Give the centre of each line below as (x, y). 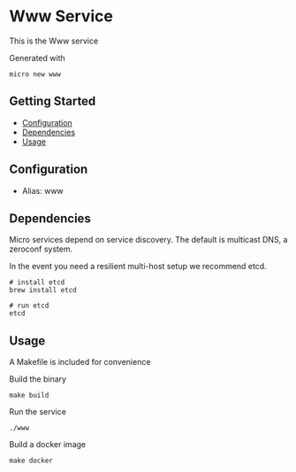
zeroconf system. (41, 249)
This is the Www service (54, 41)
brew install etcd (43, 290)
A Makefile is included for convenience (80, 362)
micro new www (35, 74)
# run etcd (29, 306)
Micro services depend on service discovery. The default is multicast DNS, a (148, 240)
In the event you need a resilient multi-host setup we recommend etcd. (138, 267)
